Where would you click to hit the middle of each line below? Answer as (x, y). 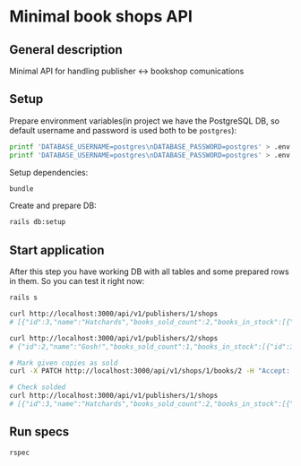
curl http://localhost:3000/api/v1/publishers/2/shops (114, 338)
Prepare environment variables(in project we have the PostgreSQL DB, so (145, 121)
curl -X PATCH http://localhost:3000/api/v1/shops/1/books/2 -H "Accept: (150, 371)
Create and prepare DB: (53, 206)
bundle (21, 189)
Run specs (39, 432)
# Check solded (38, 387)
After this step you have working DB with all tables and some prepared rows (149, 272)
